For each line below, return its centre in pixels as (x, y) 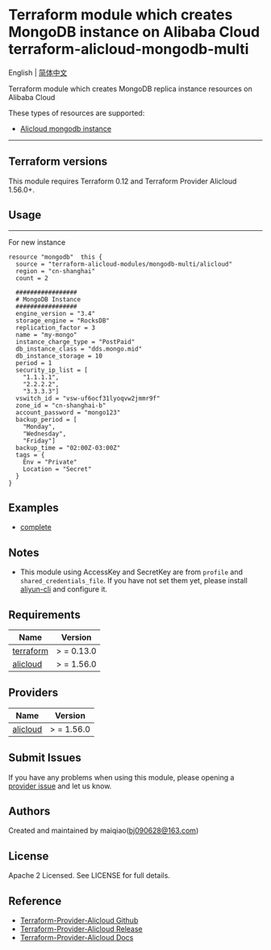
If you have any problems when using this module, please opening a (121, 777)
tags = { (30, 455)
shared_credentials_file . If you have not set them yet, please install (133, 581)
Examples (33, 508)
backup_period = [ (47, 419)
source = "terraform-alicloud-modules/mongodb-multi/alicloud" (124, 264)
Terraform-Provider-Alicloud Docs (77, 938)
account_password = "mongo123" (68, 412)
